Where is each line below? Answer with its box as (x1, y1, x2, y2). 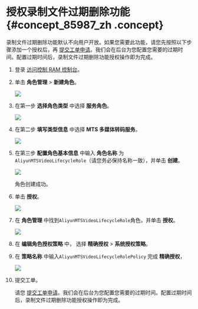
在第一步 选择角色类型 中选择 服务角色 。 (14, 102, 113, 109)
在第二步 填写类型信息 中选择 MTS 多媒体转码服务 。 (14, 125, 141, 133)
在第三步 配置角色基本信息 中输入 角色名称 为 (14, 149, 124, 157)
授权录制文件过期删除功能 (6, 5, 131, 19)
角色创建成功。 (14, 180, 51, 187)
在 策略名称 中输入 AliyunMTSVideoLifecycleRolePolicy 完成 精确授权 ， (14, 252, 186, 260)
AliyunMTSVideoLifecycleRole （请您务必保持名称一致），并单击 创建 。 (14, 157, 184, 164)
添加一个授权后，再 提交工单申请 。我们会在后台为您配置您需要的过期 (11, 45, 178, 53)
